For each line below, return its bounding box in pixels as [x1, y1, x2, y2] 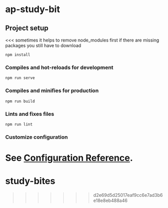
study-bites [5, 176, 56, 187]
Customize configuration [5, 133, 68, 140]
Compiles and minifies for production [5, 87, 99, 94]
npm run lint [5, 121, 33, 127]
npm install [5, 52, 30, 57]
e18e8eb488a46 [93, 197, 128, 203]
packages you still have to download [5, 43, 81, 49]
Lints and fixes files [5, 110, 55, 117]
